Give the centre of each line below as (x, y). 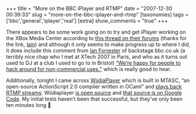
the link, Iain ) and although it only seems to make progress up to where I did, (98, 44)
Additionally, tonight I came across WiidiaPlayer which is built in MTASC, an (98, 80)
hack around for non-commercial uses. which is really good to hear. (89, 69)
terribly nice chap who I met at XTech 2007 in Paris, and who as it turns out (97, 57)
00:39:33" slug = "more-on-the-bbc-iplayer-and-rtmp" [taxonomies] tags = (97, 15)
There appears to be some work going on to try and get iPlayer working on (96, 32)
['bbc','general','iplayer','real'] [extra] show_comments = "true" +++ (87, 21)
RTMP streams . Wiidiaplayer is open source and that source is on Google (94, 93)
